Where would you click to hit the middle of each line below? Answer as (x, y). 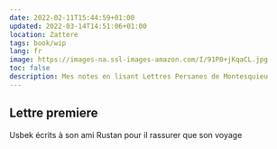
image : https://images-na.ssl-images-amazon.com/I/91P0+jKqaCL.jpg (139, 60)
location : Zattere (44, 34)
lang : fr (26, 51)
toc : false (30, 69)
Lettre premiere (54, 113)
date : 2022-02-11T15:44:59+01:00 (72, 18)
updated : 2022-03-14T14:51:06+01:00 (78, 26)
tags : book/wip (38, 43)
